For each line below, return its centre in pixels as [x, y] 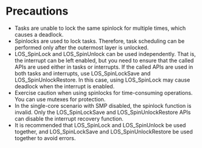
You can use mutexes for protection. [60, 99]
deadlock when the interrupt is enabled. [64, 86]
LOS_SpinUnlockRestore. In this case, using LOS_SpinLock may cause [102, 80]
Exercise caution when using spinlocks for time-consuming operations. [103, 93]
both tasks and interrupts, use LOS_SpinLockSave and [82, 73]
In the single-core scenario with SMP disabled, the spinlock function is [103, 105]
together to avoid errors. [45, 138]
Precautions [37, 11]
